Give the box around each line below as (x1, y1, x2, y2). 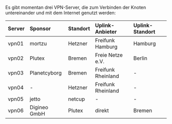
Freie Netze (95, 52, 123, 58)
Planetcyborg (30, 69, 62, 76)
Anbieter (95, 28, 117, 35)
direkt (95, 107, 109, 114)
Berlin (133, 55, 147, 62)
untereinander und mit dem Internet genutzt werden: (5, 10, 116, 16)
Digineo (30, 104, 49, 111)
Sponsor (30, 25, 51, 32)
